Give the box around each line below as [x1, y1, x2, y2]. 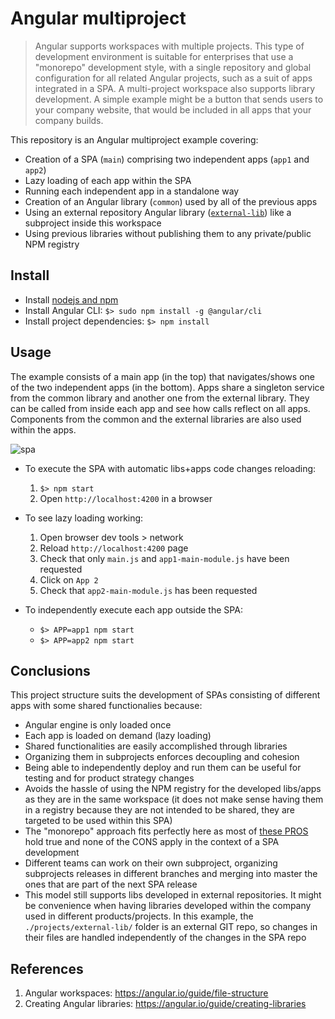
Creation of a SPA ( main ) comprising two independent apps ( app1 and [24, 153, 310, 165]
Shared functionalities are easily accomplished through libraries [24, 740, 288, 752]
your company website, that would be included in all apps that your [34, 103, 312, 116]
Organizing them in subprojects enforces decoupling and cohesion [24, 751, 300, 763]
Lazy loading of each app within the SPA [24, 174, 192, 186]
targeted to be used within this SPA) [24, 815, 173, 827]
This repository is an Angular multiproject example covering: [10, 133, 259, 146]
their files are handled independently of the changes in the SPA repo [24, 932, 307, 944]
